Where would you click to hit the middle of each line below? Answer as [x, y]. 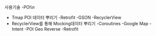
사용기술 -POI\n [20, 7]
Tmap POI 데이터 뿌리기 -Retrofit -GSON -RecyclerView [66, 18]
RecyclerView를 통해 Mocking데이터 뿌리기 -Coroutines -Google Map [80, 24]
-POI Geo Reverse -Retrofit [51, 29]
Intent [18, 29]
